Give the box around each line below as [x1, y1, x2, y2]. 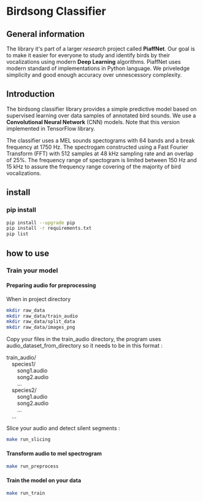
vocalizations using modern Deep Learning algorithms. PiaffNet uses [6, 58, 181, 65]
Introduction [6, 89, 55, 100]
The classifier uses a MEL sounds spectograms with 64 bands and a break [6, 136, 195, 144]
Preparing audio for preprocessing [6, 281, 96, 289]
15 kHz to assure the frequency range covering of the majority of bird [6, 163, 182, 170]
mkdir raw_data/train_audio [6, 313, 79, 319]
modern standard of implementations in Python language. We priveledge [6, 65, 190, 72]
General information [6, 29, 85, 39]
